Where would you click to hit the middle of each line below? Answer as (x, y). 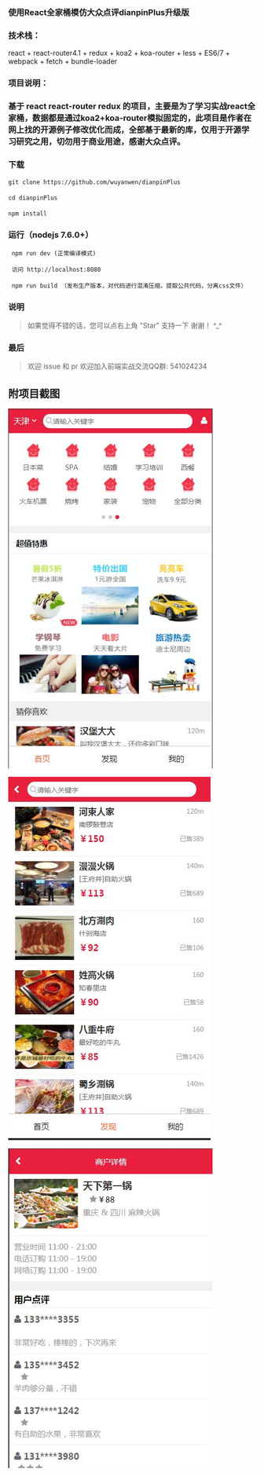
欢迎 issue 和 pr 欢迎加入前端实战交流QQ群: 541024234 (117, 366)
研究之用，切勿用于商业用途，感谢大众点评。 (101, 141)
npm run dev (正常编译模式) (54, 253)
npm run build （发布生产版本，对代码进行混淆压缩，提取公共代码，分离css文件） (129, 286)
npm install (27, 214)
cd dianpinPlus (33, 198)
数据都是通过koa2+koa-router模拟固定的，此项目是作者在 (142, 118)
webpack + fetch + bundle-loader (63, 61)
